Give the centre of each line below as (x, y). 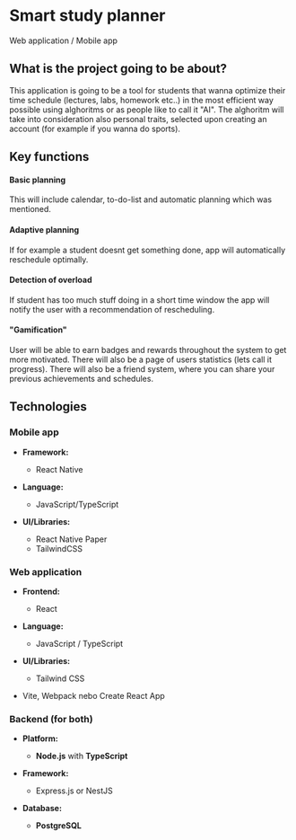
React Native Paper (71, 539)
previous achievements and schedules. (82, 378)
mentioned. (30, 209)
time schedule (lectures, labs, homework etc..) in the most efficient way (141, 100)
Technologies (48, 407)
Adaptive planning (44, 229)
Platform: (40, 738)
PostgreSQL (59, 826)
